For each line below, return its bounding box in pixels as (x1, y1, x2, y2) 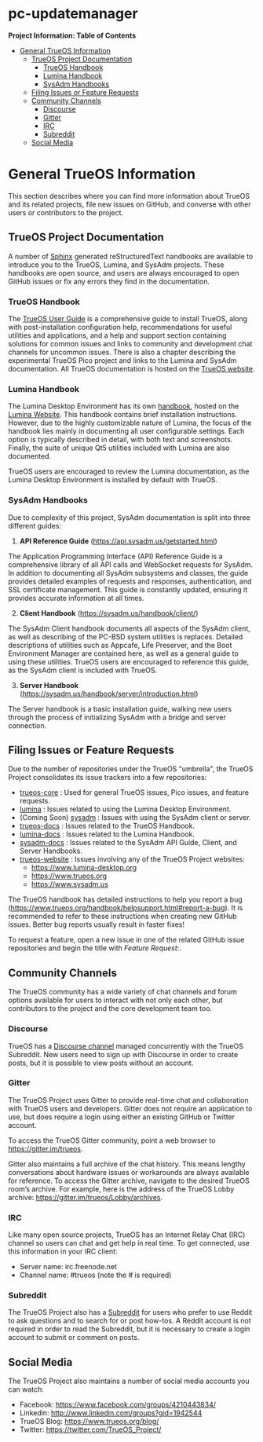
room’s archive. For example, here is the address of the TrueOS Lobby (8, 1184, 235, 1194)
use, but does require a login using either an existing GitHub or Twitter (8, 1112, 236, 1122)
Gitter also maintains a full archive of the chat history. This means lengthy (8, 1159, 246, 1169)
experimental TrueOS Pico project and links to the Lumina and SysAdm (8, 355, 237, 365)
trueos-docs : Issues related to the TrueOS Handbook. (19, 822, 195, 831)
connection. (8, 720, 47, 730)
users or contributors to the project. (8, 207, 124, 217)
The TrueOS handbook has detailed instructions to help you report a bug (8, 895, 243, 904)
